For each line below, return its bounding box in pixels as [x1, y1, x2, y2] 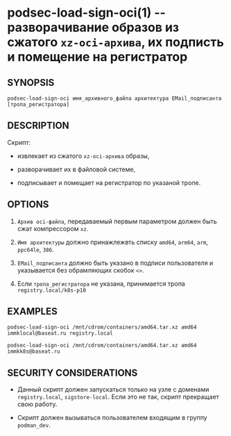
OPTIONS [7, 199, 49, 211]
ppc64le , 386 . [17, 245, 54, 254]
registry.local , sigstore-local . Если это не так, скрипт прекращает [17, 393, 220, 401]
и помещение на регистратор [7, 49, 188, 65]
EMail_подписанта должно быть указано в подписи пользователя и [17, 259, 214, 267]
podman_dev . [17, 421, 51, 429]
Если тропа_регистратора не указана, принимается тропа [17, 279, 185, 288]
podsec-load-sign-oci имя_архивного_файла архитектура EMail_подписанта [7, 95, 222, 102]
